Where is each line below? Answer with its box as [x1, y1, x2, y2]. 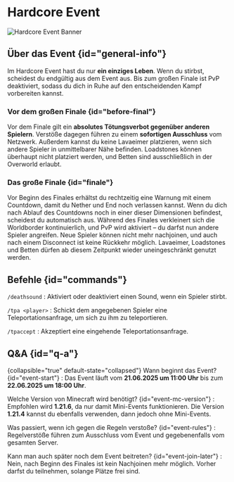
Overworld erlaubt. [7, 160, 62, 169]
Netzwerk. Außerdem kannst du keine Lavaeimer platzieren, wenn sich [7, 138, 212, 146]
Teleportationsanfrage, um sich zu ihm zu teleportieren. [7, 314, 169, 322]
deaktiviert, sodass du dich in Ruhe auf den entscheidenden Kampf [7, 82, 202, 90]
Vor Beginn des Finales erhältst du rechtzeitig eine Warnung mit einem [7, 194, 212, 202]
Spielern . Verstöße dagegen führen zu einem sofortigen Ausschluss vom [7, 130, 223, 139]
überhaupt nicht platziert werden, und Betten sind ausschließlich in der [7, 153, 213, 161]
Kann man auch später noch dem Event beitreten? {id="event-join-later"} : [7, 452, 223, 460]
